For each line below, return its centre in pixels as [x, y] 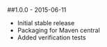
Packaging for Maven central [59, 30]
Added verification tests [51, 37]
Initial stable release [46, 23]
